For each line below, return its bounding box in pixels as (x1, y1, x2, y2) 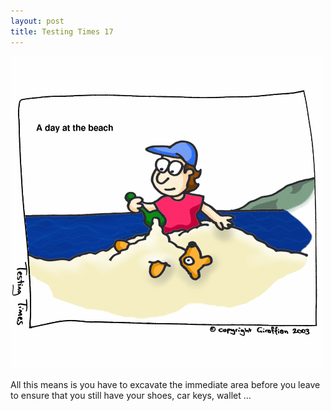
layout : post (10, 16, 65, 26)
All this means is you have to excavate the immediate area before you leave (10, 378, 321, 390)
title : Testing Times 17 (10, 26, 114, 37)
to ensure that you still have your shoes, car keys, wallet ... (10, 389, 252, 401)
